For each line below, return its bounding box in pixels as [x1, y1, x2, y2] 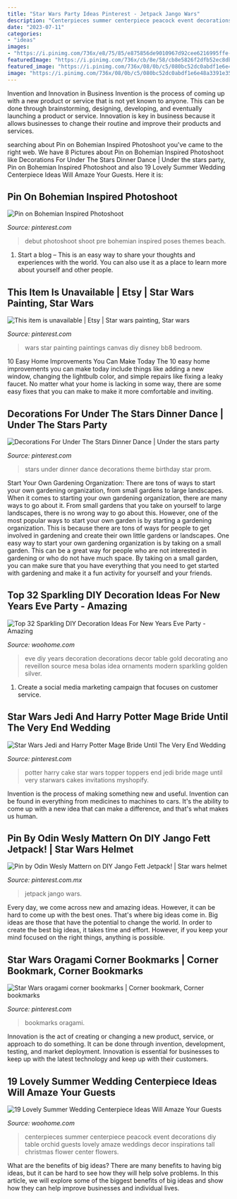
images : [7, 43, 30, 50]
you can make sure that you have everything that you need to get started [7, 561, 219, 569]
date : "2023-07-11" [7, 23, 65, 30]
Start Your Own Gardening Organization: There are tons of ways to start [7, 478, 216, 487]
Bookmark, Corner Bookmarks [7, 965, 143, 977]
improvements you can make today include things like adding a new [7, 365, 205, 373]
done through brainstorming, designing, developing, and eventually [7, 104, 202, 112]
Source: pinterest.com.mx [7, 876, 83, 884]
